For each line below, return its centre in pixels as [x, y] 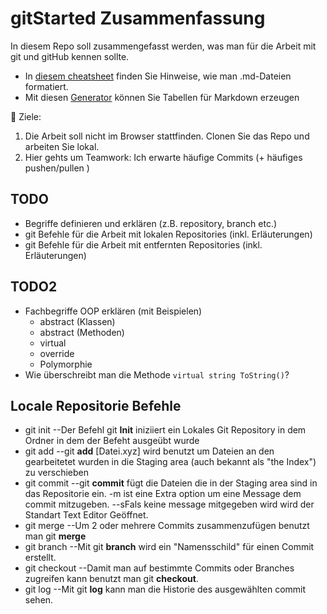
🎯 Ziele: [26, 116]
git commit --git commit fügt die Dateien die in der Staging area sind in [171, 483]
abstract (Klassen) [77, 321]
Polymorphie [66, 364]
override [57, 353]
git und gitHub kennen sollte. [70, 56]
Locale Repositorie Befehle [96, 405]
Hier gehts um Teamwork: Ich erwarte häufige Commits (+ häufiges [163, 157]
